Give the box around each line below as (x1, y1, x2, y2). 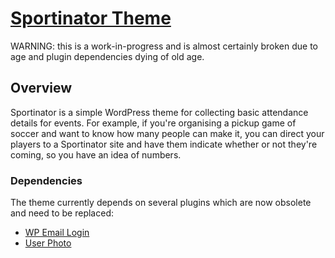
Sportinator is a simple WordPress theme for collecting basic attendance (10, 106, 309, 118)
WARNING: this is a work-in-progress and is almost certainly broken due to (10, 40, 319, 52)
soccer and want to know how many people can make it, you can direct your (10, 127, 325, 139)
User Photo (24, 237, 72, 249)
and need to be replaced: (10, 207, 114, 219)
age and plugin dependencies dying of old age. (10, 50, 205, 62)
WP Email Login (24, 227, 90, 239)
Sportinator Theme (10, 7, 172, 30)
